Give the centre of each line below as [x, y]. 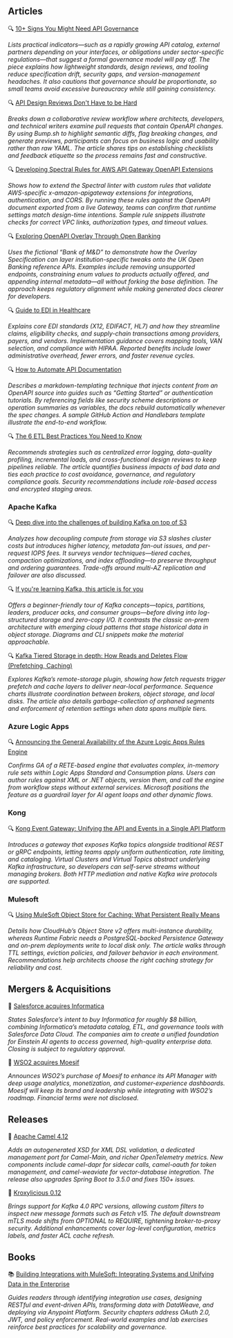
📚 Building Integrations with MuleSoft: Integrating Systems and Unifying [111, 1274]
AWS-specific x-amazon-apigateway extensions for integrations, [101, 193]
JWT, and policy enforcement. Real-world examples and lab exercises [108, 1320]
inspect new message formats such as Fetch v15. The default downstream [114, 1213]
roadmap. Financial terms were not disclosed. [73, 1098]
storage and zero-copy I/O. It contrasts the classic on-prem [124, 620]
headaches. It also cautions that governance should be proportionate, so [112, 81]
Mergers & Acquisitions [59, 989]
